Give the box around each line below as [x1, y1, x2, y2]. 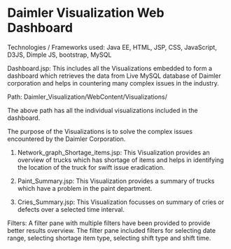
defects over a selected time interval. [17, 205, 125, 213]
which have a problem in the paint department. [17, 184, 153, 192]
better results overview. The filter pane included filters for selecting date [7, 226, 216, 234]
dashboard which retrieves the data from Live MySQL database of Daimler [7, 72, 222, 80]
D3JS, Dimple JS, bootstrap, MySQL [7, 51, 112, 59]
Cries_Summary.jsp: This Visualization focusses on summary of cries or [17, 198, 225, 206]
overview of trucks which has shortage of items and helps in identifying [17, 156, 224, 164]
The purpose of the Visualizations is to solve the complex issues [7, 127, 193, 135]
